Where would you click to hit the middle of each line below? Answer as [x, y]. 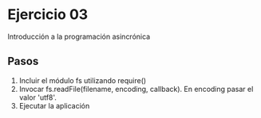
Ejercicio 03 [48, 15]
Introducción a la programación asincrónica [79, 36]
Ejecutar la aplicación [54, 105]
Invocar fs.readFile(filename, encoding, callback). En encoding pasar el [136, 89]
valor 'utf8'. [38, 97]
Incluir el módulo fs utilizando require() [83, 80]
